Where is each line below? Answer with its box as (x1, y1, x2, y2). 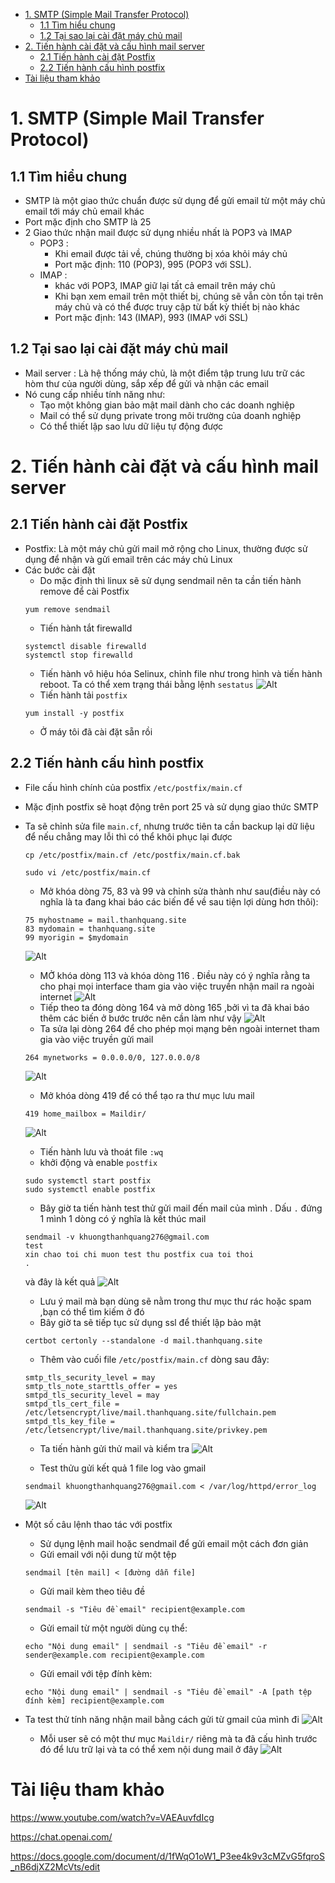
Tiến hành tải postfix (39, 689, 128, 701)
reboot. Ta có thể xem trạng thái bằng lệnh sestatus (39, 678, 254, 690)
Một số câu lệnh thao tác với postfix (24, 1518, 173, 1530)
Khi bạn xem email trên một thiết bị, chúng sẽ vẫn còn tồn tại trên (54, 290, 324, 302)
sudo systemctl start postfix (24, 1175, 152, 1186)
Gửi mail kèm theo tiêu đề (39, 1585, 146, 1597)
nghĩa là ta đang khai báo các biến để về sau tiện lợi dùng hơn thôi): (39, 895, 319, 908)
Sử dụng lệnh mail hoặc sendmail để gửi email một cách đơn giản (39, 1537, 309, 1549)
